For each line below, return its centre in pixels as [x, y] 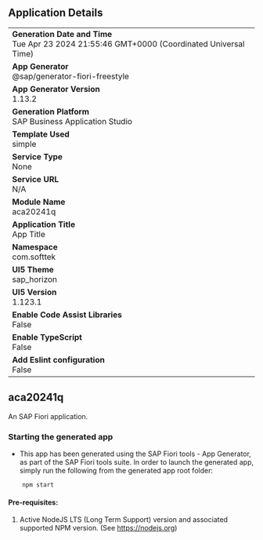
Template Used [41, 134]
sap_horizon [34, 279]
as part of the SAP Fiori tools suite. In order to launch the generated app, [137, 462]
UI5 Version [34, 292]
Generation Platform [51, 111]
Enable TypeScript [47, 337]
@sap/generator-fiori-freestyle [70, 76]
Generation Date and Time [62, 34]
